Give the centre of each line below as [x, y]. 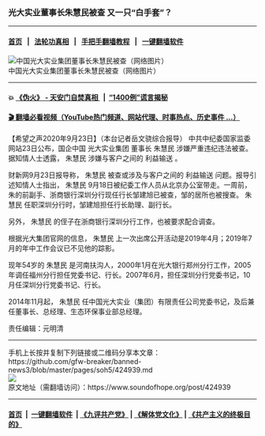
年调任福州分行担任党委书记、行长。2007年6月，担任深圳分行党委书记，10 [129, 275]
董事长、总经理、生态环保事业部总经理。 [80, 312]
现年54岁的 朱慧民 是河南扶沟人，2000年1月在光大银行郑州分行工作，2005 [130, 265]
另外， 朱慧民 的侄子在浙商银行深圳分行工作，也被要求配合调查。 [114, 222]
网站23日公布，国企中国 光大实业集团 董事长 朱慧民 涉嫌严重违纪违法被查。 [130, 149]
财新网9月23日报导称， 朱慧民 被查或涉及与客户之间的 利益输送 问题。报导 [129, 175]
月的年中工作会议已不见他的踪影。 [63, 248]
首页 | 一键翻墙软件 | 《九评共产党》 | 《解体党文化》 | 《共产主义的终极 [126, 414]
